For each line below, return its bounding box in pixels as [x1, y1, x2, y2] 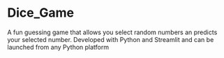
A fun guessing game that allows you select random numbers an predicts [7, 28, 218, 36]
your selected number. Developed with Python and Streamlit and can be [7, 35, 214, 43]
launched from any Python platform [7, 43, 110, 51]
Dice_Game [7, 5, 75, 21]
